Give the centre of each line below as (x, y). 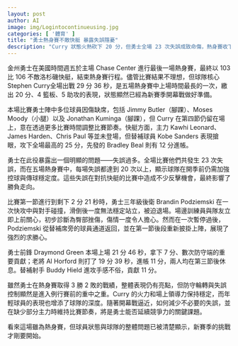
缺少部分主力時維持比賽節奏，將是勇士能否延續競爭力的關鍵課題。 (109, 312)
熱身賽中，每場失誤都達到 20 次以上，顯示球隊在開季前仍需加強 (137, 169)
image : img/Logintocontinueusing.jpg (63, 27)
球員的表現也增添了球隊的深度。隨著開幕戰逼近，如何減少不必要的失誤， (119, 303)
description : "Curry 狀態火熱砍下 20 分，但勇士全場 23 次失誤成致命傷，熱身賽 (115, 47)
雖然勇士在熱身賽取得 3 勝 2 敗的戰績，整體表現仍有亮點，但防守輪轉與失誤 (117, 285)
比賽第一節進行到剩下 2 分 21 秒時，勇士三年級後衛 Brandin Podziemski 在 (115, 202)
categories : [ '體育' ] (41, 34)
